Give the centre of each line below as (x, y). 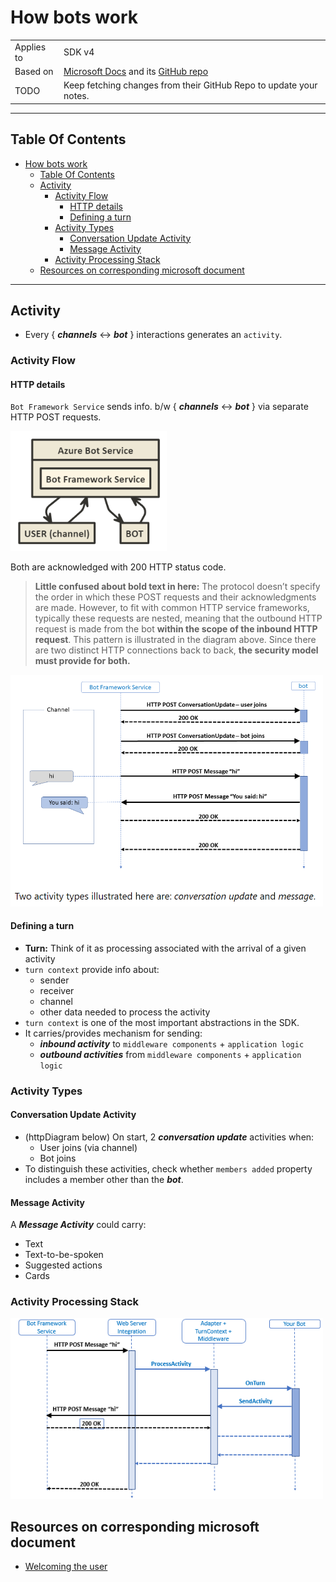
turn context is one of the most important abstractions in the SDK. (162, 1022)
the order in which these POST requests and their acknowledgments (175, 597)
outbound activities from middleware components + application (170, 1054)
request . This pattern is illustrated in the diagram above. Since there (175, 640)
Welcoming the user (66, 1567)
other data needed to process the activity (125, 1012)
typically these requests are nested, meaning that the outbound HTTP (178, 618)
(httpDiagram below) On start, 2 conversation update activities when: (169, 1137)
